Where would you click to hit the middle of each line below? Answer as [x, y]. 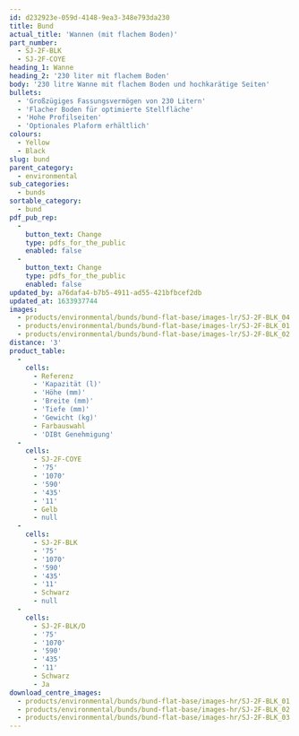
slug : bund [30, 159]
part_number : [34, 43]
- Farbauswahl [60, 426]
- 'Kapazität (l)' [67, 385]
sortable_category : [46, 201]
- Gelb [45, 509]
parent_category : [42, 168]
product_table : [38, 351]
